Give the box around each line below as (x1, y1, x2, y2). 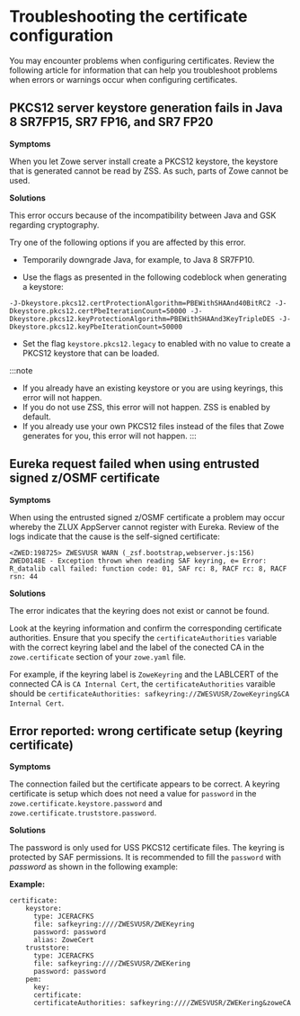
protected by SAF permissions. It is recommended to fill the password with (9, 852, 281, 863)
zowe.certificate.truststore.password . (9, 807, 157, 818)
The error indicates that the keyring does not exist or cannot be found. (9, 605, 269, 616)
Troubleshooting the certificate (9, 6, 249, 27)
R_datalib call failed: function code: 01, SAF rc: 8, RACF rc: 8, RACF (9, 564, 287, 573)
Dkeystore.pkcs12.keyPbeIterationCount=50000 (9, 322, 182, 331)
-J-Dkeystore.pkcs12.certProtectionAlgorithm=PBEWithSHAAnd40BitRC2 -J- (9, 299, 287, 308)
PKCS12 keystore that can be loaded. (22, 347, 160, 358)
